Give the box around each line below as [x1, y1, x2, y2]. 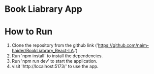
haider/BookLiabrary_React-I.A [11, 48, 74, 54]
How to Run [4, 26, 53, 37]
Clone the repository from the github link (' [11, 42, 98, 48]
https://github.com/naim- [97, 42, 149, 48]
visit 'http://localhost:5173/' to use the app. [11, 63, 99, 70]
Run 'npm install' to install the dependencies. [11, 53, 103, 59]
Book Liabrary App [4, 3, 82, 15]
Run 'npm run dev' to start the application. [11, 58, 97, 64]
